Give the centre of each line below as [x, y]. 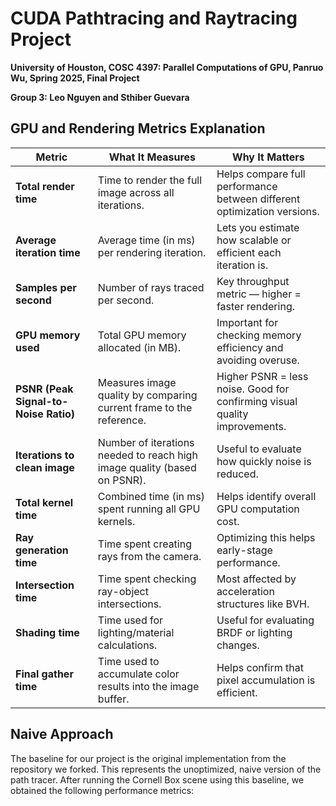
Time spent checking [147, 579]
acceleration [245, 591]
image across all [136, 192]
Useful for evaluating [265, 620]
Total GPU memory [142, 335]
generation [42, 550]
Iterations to [45, 455]
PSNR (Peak [44, 389]
